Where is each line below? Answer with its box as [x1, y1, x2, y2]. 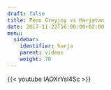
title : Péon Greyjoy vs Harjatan [7, 17, 105, 24]
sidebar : [13, 36, 39, 43]
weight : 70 [20, 56, 52, 63]
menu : [7, 29, 23, 37]
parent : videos [20, 50, 64, 57]
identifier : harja [20, 43, 73, 50]
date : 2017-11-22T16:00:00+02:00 [7, 23, 105, 30]
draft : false [7, 10, 45, 17]
